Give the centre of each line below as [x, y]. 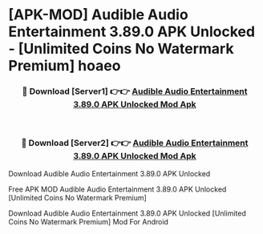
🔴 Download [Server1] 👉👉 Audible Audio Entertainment [135, 91]
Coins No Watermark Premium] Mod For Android [88, 221]
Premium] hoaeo [65, 66]
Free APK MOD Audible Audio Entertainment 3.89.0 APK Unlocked [117, 189]
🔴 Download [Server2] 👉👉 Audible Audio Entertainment [135, 143]
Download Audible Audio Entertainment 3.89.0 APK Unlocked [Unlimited [127, 213]
